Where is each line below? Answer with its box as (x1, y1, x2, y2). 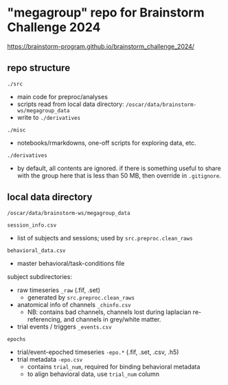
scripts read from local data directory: (16, 100, 125, 108)
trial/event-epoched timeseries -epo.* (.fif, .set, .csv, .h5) (16, 348, 179, 356)
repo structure (7, 62, 71, 74)
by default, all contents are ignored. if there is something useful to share (16, 164, 221, 172)
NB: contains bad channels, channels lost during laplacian (27, 308, 192, 316)
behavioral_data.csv (7, 247, 67, 254)
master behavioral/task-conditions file (16, 259, 125, 267)
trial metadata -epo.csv (16, 355, 83, 363)
